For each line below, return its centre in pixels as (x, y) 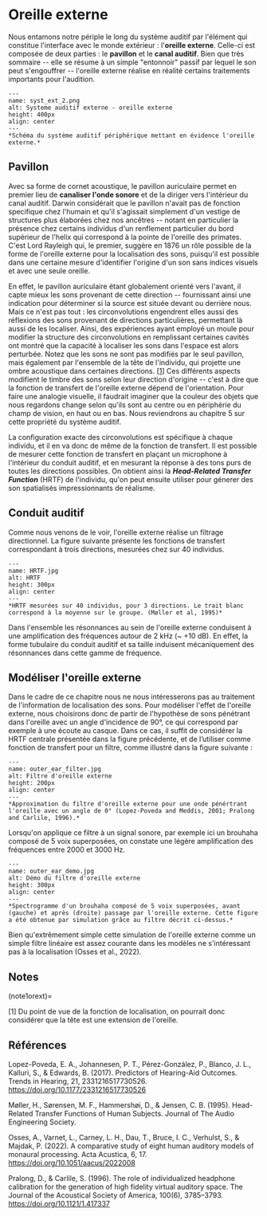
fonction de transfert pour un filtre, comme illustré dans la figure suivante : (130, 747)
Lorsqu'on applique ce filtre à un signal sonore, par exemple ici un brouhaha (133, 833)
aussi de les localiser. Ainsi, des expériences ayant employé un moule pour (132, 328)
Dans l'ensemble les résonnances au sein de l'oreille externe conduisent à (130, 627)
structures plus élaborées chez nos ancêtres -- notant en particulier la (124, 220)
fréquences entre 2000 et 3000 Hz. (67, 849)
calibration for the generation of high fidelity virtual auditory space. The (126, 1187)
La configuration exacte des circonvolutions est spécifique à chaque (121, 437)
